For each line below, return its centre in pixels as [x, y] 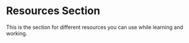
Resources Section [53, 11]
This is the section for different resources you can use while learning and [95, 27]
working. [17, 33]
